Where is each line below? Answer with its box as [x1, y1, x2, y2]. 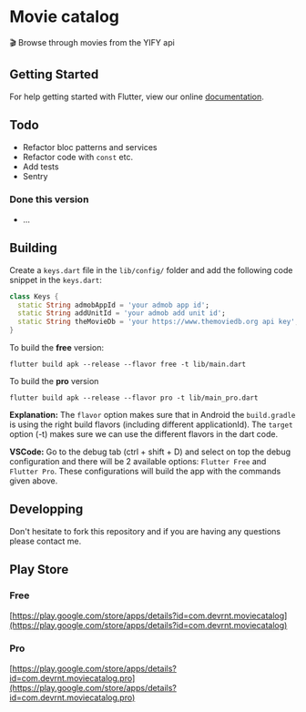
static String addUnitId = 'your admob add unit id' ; [17, 309, 226, 318]
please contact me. [9, 535, 82, 546]
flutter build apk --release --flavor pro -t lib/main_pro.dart [9, 393, 259, 402]
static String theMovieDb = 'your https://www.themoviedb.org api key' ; [17, 317, 300, 327]
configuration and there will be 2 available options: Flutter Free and [9, 456, 267, 467]
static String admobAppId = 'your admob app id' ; [17, 300, 209, 310]
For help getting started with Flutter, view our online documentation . [9, 91, 264, 102]
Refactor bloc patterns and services [22, 141, 158, 152]
